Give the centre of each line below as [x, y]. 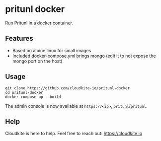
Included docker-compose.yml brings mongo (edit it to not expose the [84, 56]
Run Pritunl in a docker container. [39, 23]
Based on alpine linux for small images [52, 50]
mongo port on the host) [37, 61]
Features [19, 38]
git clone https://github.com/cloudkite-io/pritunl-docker [68, 88]
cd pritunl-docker [24, 92]
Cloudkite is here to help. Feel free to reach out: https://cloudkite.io [74, 134]
